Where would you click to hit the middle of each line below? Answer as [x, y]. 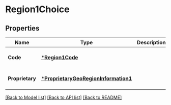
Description [151, 43]
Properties [22, 28]
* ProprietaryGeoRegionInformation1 [87, 78]
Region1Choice [37, 9]
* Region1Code [60, 57]
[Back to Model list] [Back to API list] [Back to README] [64, 97]
